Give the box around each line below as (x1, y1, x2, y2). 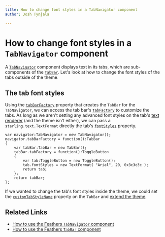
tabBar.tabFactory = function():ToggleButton (14, 150, 109, 155)
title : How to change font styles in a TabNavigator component (5, 7, 138, 12)
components (5, 69, 31, 75)
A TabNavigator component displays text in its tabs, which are (5, 64, 130, 70)
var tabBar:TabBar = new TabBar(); (14, 145, 87, 150)
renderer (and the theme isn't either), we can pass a (5, 118, 111, 124)
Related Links (5, 208, 48, 216)
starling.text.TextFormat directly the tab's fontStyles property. (5, 123, 137, 129)
